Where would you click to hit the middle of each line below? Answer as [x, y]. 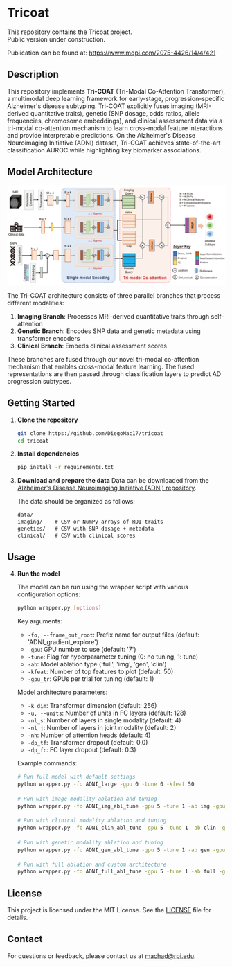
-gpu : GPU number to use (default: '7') [82, 650]
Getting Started [41, 403]
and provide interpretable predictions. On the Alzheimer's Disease [101, 135]
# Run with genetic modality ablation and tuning [90, 842]
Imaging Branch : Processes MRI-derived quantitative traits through [113, 316]
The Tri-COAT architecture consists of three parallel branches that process [114, 295]
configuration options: [49, 594]
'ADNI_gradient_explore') [63, 642]
